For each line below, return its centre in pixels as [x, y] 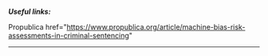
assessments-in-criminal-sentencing [69, 36]
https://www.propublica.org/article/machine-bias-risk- [156, 27]
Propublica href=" [37, 27]
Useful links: [30, 12]
